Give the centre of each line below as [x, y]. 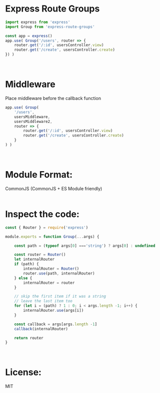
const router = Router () [40, 255]
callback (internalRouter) [41, 329]
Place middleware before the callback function [53, 98]
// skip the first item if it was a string [60, 297]
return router [29, 338]
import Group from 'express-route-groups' [50, 27]
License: [23, 372]
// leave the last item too [43, 301]
